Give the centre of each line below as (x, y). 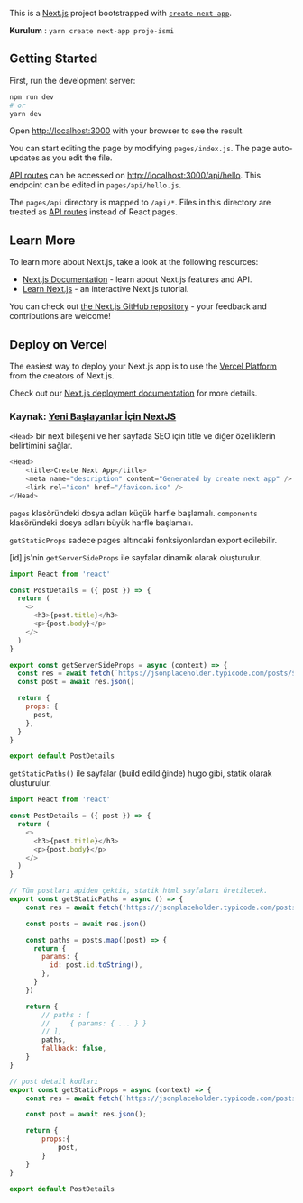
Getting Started (54, 59)
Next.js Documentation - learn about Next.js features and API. (137, 279)
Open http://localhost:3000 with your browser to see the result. (127, 131)
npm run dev (32, 97)
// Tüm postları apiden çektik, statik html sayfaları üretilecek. (139, 891)
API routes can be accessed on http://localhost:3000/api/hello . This (135, 176)
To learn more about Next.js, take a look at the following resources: (134, 262)
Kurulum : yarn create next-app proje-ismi (92, 30)
